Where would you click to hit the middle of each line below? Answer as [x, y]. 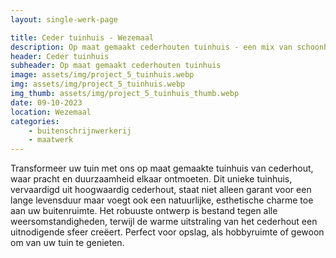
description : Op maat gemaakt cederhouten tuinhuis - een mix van [151, 47]
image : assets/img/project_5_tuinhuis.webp [102, 75]
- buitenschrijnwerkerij [80, 131]
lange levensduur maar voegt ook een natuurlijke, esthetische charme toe [162, 200]
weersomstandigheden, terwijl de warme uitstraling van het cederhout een [164, 222]
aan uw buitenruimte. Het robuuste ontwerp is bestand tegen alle [144, 211]
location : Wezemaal [51, 112]
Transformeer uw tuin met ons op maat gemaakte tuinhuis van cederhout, [162, 168]
